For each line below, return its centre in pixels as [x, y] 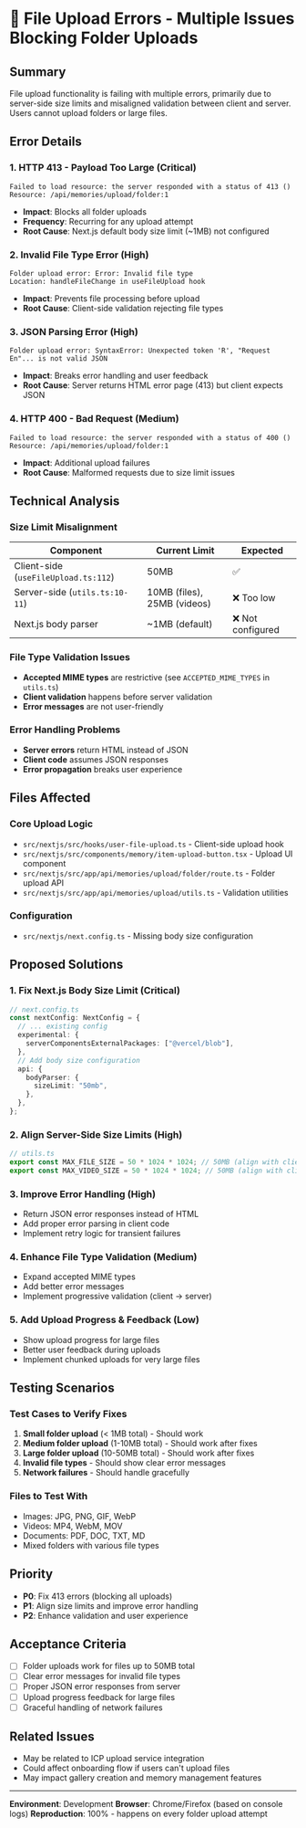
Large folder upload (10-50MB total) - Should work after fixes [138, 1453]
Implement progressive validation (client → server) [117, 1297]
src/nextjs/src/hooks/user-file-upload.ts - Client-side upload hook [153, 844]
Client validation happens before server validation [117, 697]
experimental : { [48, 1035]
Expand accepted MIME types [79, 1276]
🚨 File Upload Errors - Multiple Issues [152, 19]
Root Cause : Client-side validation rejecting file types [123, 308]
